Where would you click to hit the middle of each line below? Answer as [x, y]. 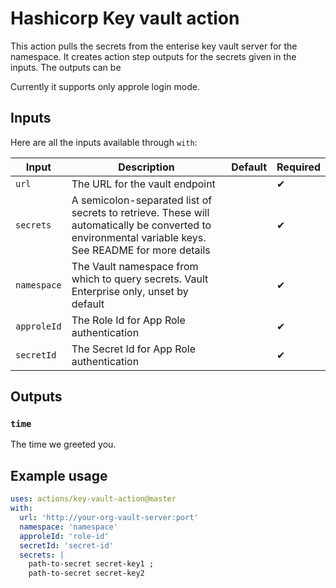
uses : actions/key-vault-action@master [93, 499]
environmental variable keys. [139, 237]
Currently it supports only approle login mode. [105, 86]
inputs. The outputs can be [66, 67]
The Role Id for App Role [128, 320]
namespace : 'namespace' [68, 527]
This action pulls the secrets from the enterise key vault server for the [154, 46]
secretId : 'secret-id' [66, 545]
